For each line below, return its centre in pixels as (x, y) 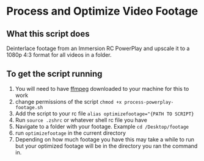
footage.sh (29, 107)
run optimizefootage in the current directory (71, 133)
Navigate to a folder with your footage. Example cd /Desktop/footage (102, 126)
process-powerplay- (149, 102)
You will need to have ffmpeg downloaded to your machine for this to (102, 88)
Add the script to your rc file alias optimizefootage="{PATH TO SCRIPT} (104, 113)
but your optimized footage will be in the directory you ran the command (106, 146)
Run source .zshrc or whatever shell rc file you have (81, 120)
